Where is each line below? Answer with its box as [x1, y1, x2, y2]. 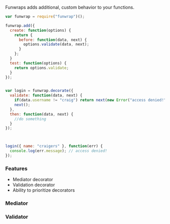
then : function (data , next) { [10, 111, 73, 117]
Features [5, 165, 28, 172]
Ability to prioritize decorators [12, 187, 75, 193]
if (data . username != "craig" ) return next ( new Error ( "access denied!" [14, 98, 166, 103]
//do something [14, 116, 47, 122]
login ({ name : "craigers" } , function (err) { [5, 144, 103, 149]
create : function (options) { [10, 28, 71, 33]
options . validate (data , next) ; [23, 42, 90, 47]
